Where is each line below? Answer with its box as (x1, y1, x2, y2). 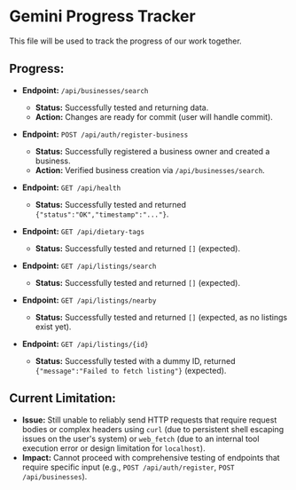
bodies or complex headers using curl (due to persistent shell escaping (21, 423, 284, 434)
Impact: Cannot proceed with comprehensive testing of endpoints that (21, 452, 281, 462)
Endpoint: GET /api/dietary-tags (21, 225, 144, 236)
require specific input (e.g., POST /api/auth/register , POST (21, 462, 235, 472)
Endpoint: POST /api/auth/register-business (21, 129, 189, 139)
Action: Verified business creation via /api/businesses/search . (35, 164, 266, 175)
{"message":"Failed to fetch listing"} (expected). (35, 365, 227, 375)
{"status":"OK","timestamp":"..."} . (35, 209, 169, 219)
